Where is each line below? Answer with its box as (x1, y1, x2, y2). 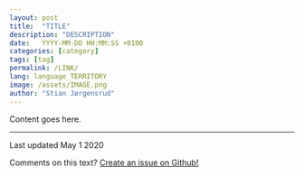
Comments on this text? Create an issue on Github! (9, 157, 199, 168)
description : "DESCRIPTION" (9, 30, 116, 39)
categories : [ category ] (9, 47, 100, 56)
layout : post (9, 13, 59, 23)
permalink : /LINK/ (9, 64, 79, 73)
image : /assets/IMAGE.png (9, 80, 107, 89)
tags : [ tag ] (9, 55, 54, 64)
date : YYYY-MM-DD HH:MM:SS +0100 (9, 38, 144, 48)
